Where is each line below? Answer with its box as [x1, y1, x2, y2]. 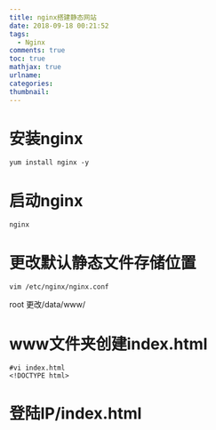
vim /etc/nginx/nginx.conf [9, 283, 109, 291]
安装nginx [9, 128, 84, 148]
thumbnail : [9, 87, 50, 96]
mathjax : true [9, 63, 62, 72]
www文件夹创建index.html [9, 334, 208, 354]
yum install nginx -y [9, 158, 90, 167]
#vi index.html [9, 363, 66, 373]
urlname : [9, 71, 42, 80]
